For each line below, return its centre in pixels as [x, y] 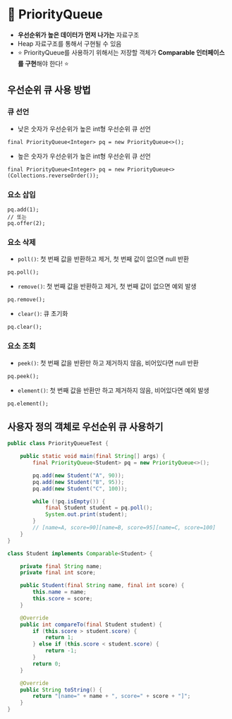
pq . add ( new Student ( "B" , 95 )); [79, 482]
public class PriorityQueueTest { [58, 444]
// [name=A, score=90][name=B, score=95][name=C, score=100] [124, 528]
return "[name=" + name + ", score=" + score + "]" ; [112, 696]
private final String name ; [61, 566]
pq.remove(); [26, 300]
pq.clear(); [25, 327]
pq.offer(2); [26, 223]
